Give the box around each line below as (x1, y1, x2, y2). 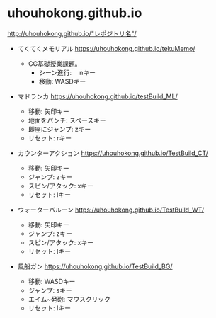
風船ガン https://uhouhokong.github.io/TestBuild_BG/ (17, 262, 173, 271)
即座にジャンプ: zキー (28, 125, 91, 133)
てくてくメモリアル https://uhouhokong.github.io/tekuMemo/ (17, 44, 196, 52)
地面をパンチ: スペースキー (28, 115, 106, 125)
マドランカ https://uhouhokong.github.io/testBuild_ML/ (17, 92, 178, 101)
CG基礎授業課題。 (28, 59, 81, 68)
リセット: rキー (28, 133, 72, 142)
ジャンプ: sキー (28, 285, 72, 295)
